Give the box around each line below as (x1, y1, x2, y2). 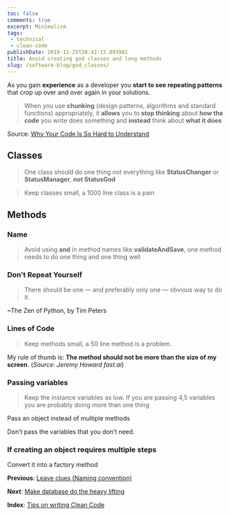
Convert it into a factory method (7, 461, 98, 469)
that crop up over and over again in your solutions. (7, 88, 151, 96)
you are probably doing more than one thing (23, 401, 150, 409)
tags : (7, 29, 23, 37)
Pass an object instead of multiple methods (7, 414, 131, 422)
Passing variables (7, 377, 68, 387)
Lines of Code (7, 323, 55, 333)
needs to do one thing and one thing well (23, 253, 141, 261)
